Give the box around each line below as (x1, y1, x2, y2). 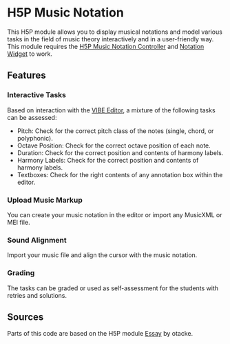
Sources (7, 311, 44, 323)
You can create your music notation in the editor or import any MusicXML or (7, 210, 222, 219)
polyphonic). (17, 134, 53, 142)
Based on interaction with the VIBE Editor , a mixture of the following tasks (7, 105, 216, 114)
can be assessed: (7, 113, 57, 121)
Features (7, 70, 46, 81)
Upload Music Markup (7, 195, 83, 205)
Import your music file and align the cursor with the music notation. (7, 251, 198, 259)
